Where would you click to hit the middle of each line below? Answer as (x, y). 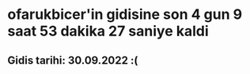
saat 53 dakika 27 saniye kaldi (108, 31)
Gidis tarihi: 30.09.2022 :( (73, 60)
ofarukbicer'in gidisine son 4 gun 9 (125, 15)
